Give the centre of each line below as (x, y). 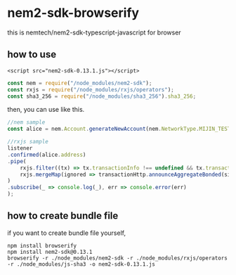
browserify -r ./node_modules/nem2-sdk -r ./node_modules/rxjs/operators (118, 258)
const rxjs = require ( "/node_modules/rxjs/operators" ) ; (91, 89)
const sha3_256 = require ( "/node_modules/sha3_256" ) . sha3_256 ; (102, 96)
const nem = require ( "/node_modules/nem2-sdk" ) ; (80, 83)
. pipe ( (17, 161)
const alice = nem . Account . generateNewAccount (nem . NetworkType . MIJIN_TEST (119, 129)
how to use (32, 55)
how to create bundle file (63, 216)
